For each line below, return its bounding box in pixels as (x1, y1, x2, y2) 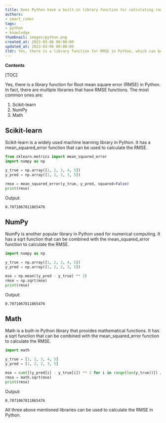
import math (5, 348, 30, 353)
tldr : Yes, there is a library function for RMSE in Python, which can (5, 48, 156, 53)
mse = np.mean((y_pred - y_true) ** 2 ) (5, 274, 87, 279)
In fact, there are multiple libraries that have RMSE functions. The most (5, 87, 149, 93)
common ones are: (5, 92, 43, 98)
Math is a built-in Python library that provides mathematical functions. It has (5, 328, 160, 334)
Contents (5, 62, 25, 68)
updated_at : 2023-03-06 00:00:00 (5, 44, 74, 49)
